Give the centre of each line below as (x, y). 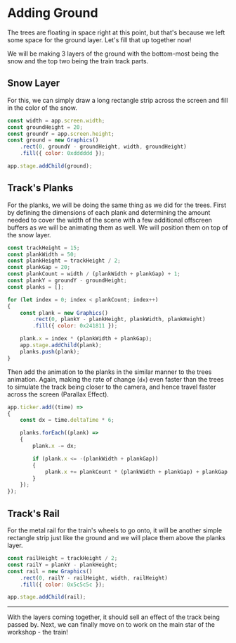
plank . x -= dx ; (55, 446)
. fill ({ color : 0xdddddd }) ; (63, 154)
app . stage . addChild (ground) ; (50, 166)
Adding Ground (53, 13)
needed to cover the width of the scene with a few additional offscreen (110, 220)
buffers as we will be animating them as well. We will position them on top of (118, 227)
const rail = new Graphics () (50, 571)
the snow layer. (29, 235)
